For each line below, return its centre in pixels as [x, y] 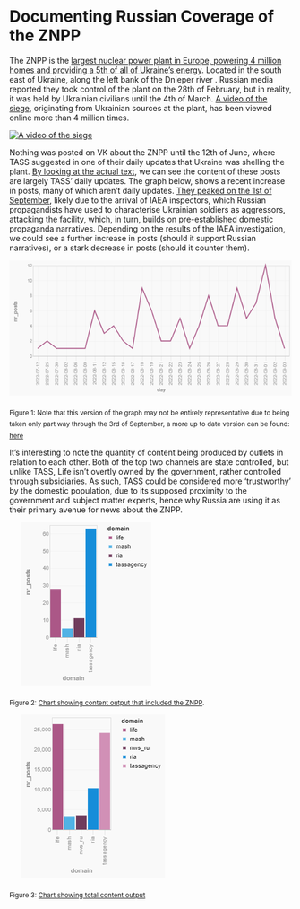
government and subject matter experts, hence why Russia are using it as [145, 501]
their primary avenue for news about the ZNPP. [96, 510]
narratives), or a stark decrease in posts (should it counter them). [129, 248]
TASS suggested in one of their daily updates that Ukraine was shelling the [147, 162]
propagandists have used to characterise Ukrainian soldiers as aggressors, [147, 209]
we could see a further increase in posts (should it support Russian [133, 238]
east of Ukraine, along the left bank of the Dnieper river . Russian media [141, 79]
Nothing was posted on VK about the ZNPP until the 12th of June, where [142, 152]
